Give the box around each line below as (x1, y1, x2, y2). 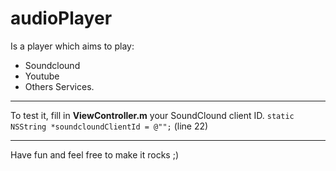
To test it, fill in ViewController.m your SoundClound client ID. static (10, 109, 295, 121)
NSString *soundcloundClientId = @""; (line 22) (10, 120, 209, 132)
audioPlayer (10, 7, 113, 30)
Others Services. (24, 80, 95, 92)
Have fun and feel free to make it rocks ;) (10, 148, 180, 161)
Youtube (24, 70, 60, 82)
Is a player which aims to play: (10, 40, 135, 52)
